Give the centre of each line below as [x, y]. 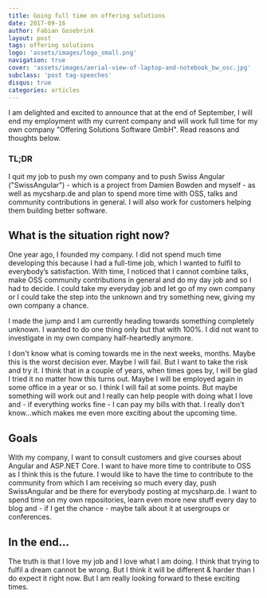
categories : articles [44, 90]
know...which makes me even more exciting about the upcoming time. [123, 413]
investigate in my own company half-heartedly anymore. [101, 338]
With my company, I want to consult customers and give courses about [125, 457]
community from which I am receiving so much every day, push [112, 483]
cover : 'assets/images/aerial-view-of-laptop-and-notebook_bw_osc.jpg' [130, 68]
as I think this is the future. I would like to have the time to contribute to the [131, 474]
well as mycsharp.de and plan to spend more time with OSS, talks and [123, 193]
